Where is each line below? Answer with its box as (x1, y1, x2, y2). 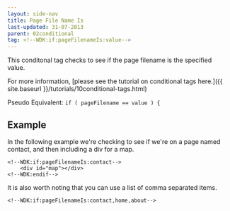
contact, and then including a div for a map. (7, 145, 134, 153)
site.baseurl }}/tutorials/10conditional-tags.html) (7, 85, 147, 93)
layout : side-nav (7, 10, 59, 18)
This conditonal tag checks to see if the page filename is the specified (7, 56, 212, 64)
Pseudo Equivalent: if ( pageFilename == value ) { (7, 98, 161, 107)
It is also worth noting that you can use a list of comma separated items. (7, 183, 217, 191)
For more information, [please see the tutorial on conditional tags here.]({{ (7, 77, 223, 85)
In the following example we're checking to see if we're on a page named (7, 137, 221, 145)
